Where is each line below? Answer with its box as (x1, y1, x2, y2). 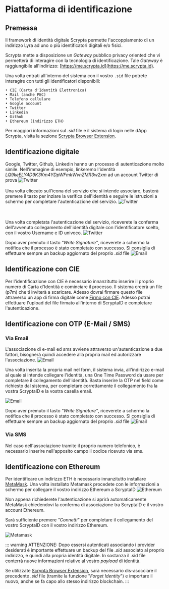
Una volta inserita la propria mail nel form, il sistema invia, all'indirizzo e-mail (5, 367, 164, 373)
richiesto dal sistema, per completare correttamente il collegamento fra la (5, 383, 158, 389)
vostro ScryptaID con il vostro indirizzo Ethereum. (5, 522, 108, 528)
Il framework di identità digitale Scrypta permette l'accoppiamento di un (5, 37, 155, 43)
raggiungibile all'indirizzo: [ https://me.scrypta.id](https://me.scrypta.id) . (5, 63, 155, 69)
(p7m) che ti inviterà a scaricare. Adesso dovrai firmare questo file (5, 289, 143, 295)
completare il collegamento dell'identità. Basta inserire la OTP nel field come (5, 378, 164, 384)
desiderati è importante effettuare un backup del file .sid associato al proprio (5, 547, 165, 553)
